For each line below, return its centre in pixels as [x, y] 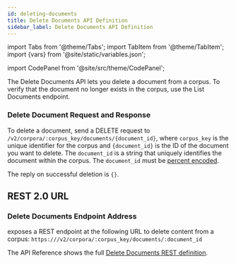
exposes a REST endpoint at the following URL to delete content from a [111, 232]
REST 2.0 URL [38, 196]
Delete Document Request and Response [79, 115]
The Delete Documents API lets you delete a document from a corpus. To [114, 82]
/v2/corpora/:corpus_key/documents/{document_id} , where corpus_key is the [118, 137]
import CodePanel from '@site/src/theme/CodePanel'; [86, 68]
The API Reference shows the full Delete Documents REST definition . [108, 253]
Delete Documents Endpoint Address [72, 216]
